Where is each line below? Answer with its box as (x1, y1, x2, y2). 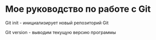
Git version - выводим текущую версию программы (5, 29, 116, 35)
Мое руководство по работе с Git (5, 3, 151, 15)
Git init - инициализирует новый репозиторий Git (5, 20, 109, 26)
